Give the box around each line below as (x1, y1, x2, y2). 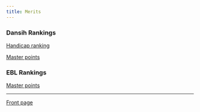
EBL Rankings (6, 68, 46, 76)
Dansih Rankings (6, 28, 57, 36)
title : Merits (6, 8, 42, 15)
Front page (6, 99, 33, 106)
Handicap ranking (6, 42, 50, 49)
